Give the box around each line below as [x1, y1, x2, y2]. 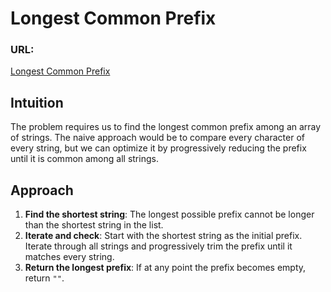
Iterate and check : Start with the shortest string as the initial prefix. [24, 230, 303, 242]
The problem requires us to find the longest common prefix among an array [10, 121, 322, 133]
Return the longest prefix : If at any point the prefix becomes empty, [24, 262, 307, 274]
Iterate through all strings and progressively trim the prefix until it [24, 240, 293, 252]
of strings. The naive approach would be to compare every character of [10, 132, 305, 144]
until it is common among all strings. [10, 153, 159, 165]
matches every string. [24, 251, 115, 263]
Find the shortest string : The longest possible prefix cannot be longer [24, 208, 315, 221]
